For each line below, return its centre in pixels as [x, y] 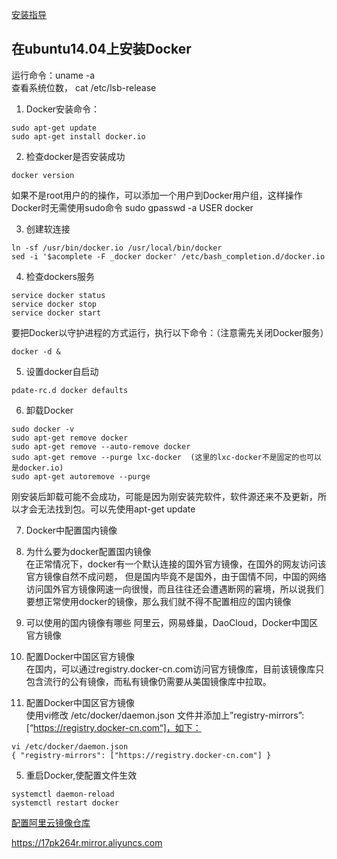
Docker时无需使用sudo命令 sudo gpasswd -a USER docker [132, 207]
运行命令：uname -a [53, 75]
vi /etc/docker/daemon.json [70, 746]
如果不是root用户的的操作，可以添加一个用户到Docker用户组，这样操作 [157, 195]
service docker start [56, 313]
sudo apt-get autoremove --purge [81, 476]
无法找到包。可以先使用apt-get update [116, 509]
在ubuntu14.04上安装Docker [101, 49]
